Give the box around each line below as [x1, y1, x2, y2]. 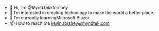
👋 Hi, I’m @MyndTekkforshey [9, 5, 68, 10]
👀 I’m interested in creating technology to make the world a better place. [9, 10, 155, 15]
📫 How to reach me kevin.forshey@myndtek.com [9, 20, 110, 26]
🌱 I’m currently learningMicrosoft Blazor [9, 15, 89, 20]
